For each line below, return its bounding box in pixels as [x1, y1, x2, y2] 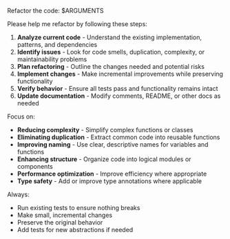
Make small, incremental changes [17, 211, 112, 219]
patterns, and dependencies [17, 41, 98, 48]
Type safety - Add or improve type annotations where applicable [17, 177, 202, 185]
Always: [7, 190, 30, 198]
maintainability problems [17, 55, 87, 63]
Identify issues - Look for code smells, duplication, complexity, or [17, 48, 205, 56]
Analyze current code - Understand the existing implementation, [17, 33, 202, 41]
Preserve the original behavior [17, 218, 103, 227]
